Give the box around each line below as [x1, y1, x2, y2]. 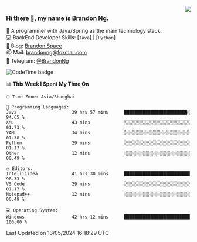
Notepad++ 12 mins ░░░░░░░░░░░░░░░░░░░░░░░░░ [6, 192, 191, 197]
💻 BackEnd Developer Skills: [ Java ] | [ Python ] [6, 34, 116, 41]
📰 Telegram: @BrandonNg [6, 57, 69, 64]
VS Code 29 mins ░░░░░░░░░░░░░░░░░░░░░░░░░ [6, 181, 191, 187]
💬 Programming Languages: [6, 104, 69, 110]
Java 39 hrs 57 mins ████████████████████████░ [6, 110, 191, 115]
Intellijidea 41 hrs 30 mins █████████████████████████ [6, 171, 191, 177]
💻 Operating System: [6, 207, 59, 213]
